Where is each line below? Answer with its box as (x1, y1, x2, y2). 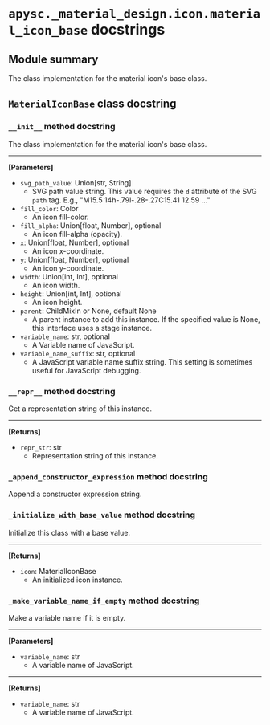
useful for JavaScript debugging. (31, 365, 141, 375)
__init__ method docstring (8, 121, 116, 132)
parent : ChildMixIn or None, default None (19, 306, 157, 316)
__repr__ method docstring (8, 385, 116, 397)
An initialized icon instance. (31, 575, 123, 584)
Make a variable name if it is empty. (8, 613, 126, 622)
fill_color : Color (19, 203, 79, 213)
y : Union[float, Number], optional (19, 255, 129, 264)
